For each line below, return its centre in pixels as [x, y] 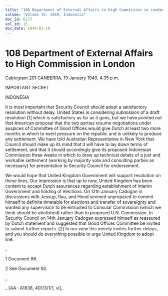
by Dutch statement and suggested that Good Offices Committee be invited [83, 223]
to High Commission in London [70, 64]
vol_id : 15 [16, 24]
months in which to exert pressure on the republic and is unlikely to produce [83, 134]
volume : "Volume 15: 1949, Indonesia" [45, 15]
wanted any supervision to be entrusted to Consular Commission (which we [83, 207]
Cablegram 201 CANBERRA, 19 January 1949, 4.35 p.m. [62, 78]
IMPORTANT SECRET [27, 88]
